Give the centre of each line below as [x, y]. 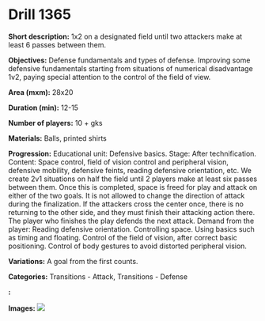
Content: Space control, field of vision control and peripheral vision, [119, 162]
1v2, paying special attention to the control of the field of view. [110, 77]
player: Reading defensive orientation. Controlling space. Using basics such [132, 229]
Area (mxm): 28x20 [41, 92]
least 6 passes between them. [57, 44]
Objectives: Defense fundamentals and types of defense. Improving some [129, 60]
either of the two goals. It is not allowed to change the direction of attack [127, 195]
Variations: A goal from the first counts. [73, 261]
